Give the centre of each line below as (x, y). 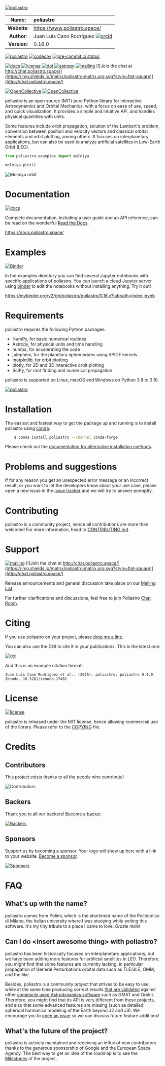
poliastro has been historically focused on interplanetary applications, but (80, 953)
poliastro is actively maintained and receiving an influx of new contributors (81, 1043)
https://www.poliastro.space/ (67, 28)
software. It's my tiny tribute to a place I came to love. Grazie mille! (73, 926)
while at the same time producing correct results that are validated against (81, 989)
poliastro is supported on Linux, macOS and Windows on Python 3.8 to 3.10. (82, 380)
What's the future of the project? (57, 1031)
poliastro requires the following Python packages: (55, 329)
